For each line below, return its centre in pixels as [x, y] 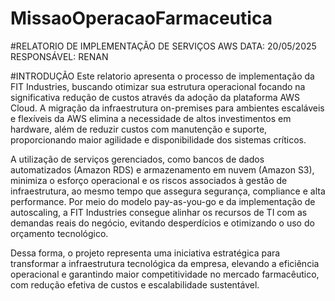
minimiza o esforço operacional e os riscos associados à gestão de [149, 180]
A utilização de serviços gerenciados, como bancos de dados [137, 159]
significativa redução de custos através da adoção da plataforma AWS [155, 97]
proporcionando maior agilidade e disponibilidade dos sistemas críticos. [158, 139]
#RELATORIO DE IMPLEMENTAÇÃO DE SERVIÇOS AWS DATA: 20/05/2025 [163, 46]
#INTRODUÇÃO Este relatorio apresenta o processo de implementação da [162, 76]
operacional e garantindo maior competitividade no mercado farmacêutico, [165, 274]
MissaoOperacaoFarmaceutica [141, 18]
